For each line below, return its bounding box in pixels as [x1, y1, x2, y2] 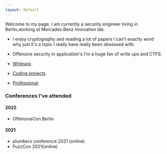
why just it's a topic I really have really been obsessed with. [12, 41, 135, 47]
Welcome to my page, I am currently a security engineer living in [5, 21, 138, 27]
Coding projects [12, 70, 46, 76]
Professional [12, 80, 38, 86]
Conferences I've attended [5, 92, 71, 99]
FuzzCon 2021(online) [12, 143, 58, 150]
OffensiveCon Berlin [12, 116, 54, 122]
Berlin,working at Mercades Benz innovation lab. [5, 26, 105, 32]
